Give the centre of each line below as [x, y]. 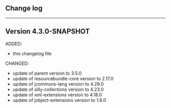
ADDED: [14, 44]
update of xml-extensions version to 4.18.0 [57, 95]
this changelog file [32, 53]
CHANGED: [17, 63]
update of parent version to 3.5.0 [47, 73]
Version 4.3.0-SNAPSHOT [48, 32]
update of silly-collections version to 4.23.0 [58, 89]
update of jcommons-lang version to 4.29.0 [58, 84]
